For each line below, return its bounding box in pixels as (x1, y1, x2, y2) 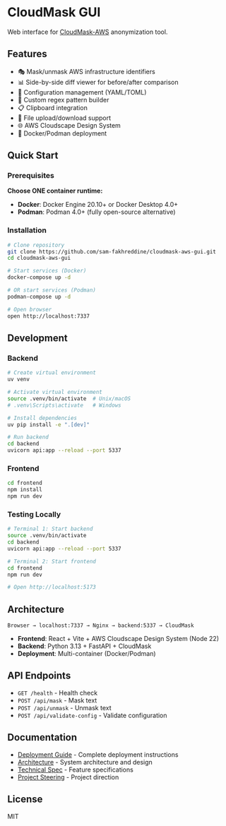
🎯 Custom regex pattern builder (17, 95, 109, 104)
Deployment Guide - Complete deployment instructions (17, 750, 179, 759)
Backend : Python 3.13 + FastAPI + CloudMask (17, 642, 152, 650)
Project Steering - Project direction (17, 772, 119, 781)
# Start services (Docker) (7, 268, 87, 275)
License (7, 794, 43, 806)
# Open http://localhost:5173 (7, 584, 97, 591)
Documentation (7, 731, 78, 743)
